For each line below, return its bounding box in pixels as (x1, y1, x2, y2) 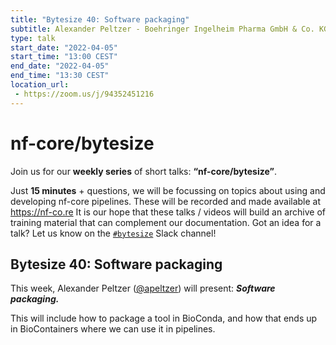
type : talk (10, 33, 56, 43)
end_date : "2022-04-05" (10, 61, 110, 71)
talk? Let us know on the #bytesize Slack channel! (10, 227, 217, 239)
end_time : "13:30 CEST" (10, 71, 110, 81)
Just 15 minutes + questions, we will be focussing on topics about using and (10, 184, 326, 196)
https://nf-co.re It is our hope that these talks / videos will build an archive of (10, 206, 326, 218)
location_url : (10, 80, 70, 90)
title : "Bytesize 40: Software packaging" (10, 14, 190, 25)
